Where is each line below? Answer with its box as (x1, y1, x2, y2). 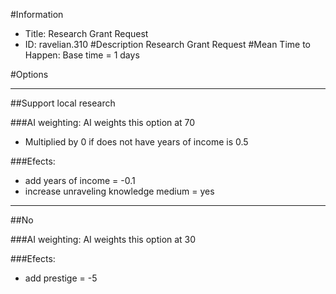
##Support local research (10, 97, 116, 109)
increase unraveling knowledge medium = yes (24, 185, 215, 197)
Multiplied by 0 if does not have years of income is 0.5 (24, 136, 249, 148)
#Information (10, 9, 64, 20)
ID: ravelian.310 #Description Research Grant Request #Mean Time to (24, 39, 311, 50)
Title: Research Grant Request (24, 28, 149, 39)
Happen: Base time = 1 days (24, 49, 140, 61)
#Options (10, 69, 49, 80)
